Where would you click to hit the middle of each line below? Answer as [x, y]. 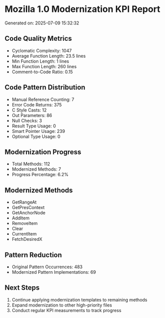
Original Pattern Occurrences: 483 [47, 267]
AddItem [21, 218]
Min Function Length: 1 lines [40, 61]
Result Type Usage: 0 [34, 126]
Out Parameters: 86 [32, 115]
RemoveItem [25, 223]
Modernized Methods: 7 [36, 169]
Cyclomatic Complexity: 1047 [42, 50]
